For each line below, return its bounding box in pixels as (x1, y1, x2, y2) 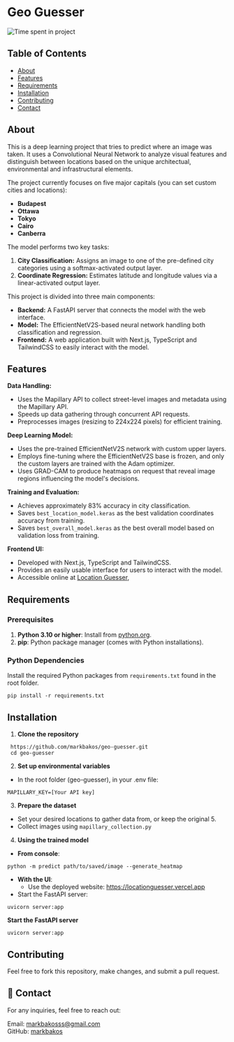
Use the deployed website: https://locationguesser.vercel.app (27, 883, 205, 891)
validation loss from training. (17, 532, 100, 540)
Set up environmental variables (17, 762, 110, 770)
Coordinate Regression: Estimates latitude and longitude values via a (17, 271, 218, 279)
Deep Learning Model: (7, 431, 73, 440)
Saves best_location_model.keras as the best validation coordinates (17, 509, 214, 517)
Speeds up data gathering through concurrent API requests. (17, 410, 190, 419)
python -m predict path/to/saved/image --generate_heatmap (7, 863, 183, 870)
